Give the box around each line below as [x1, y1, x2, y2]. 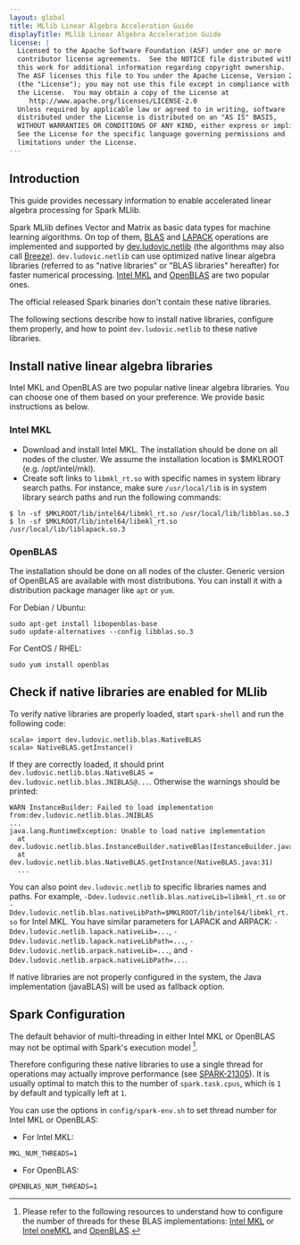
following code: [9, 717, 66, 728]
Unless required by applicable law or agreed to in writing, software [17, 105, 286, 114]
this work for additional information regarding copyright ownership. [17, 64, 286, 73]
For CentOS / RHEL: [9, 642, 82, 654]
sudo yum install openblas [9, 660, 110, 669]
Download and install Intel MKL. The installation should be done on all [21, 444, 279, 455]
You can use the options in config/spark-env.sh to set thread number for [9, 1105, 278, 1116]
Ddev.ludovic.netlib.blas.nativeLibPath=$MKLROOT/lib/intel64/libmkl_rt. [9, 908, 290, 917]
